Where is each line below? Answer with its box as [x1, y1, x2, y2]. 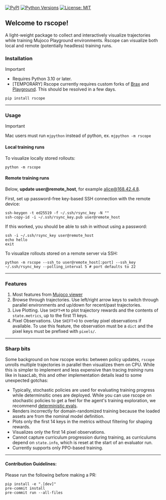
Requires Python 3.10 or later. [12, 76, 72, 82]
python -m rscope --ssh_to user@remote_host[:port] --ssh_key [5, 260, 136, 265]
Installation [5, 55, 33, 62]
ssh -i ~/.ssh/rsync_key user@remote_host [5, 233, 94, 238]
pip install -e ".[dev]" [5, 481, 56, 487]
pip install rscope [5, 96, 45, 101]
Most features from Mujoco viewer [12, 292, 83, 298]
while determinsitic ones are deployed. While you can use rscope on [12, 392, 152, 398]
